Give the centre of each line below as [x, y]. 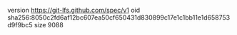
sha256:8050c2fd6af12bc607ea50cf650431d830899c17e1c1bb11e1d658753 [119, 17]
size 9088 [49, 25]
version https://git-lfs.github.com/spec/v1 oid [74, 10]
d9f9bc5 [20, 25]
